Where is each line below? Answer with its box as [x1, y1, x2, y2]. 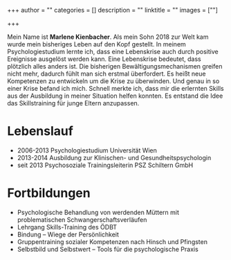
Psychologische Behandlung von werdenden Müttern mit [17, 208, 180, 216]
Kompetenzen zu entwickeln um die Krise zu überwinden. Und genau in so [7, 77, 220, 85]
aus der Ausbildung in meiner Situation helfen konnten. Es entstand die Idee [7, 92, 223, 100]
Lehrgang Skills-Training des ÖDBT [17, 223, 118, 231]
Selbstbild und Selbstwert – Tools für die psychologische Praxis [17, 245, 198, 253]
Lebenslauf [7, 123, 74, 139]
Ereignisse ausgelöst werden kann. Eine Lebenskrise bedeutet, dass [7, 55, 202, 63]
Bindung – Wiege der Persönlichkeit [17, 230, 120, 239]
